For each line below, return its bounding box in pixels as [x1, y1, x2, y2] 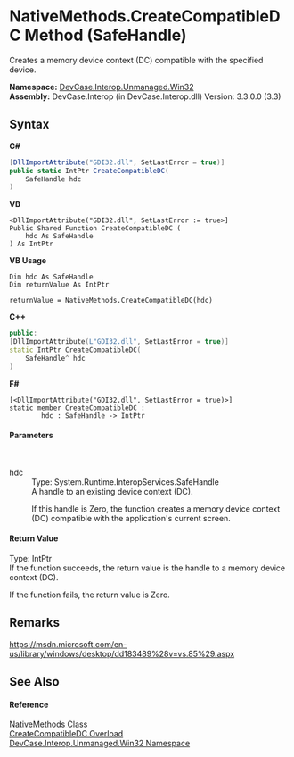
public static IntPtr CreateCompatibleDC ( [9, 166, 169, 175]
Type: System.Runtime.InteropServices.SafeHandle [31, 476, 220, 487]
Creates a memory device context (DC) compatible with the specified [9, 54, 264, 65]
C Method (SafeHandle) [9, 25, 187, 46]
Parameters [9, 430, 53, 441]
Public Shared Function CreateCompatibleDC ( [9, 224, 181, 233]
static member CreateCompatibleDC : [9, 403, 145, 412]
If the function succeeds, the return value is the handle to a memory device [9, 562, 286, 573]
